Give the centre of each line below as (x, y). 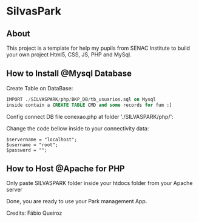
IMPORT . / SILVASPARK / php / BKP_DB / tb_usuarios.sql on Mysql (81, 99)
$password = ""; (27, 150)
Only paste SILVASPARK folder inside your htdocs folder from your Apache (99, 183)
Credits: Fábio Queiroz (34, 213)
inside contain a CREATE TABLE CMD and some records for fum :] (89, 105)
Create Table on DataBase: (40, 88)
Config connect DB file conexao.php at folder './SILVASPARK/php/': (90, 116)
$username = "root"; (32, 145)
